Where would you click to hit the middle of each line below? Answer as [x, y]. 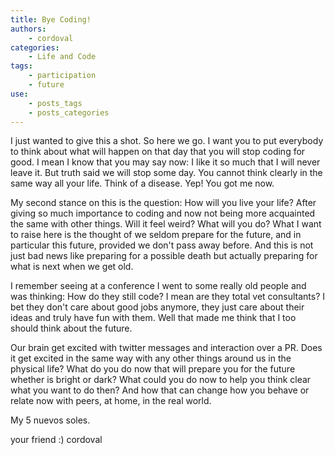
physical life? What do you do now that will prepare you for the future [153, 369]
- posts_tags [55, 103]
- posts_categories [69, 112]
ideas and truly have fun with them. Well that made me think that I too [153, 318]
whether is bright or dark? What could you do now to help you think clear [161, 380]
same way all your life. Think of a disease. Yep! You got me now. [142, 183]
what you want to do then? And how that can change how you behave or [160, 390]
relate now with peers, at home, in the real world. [111, 401]
